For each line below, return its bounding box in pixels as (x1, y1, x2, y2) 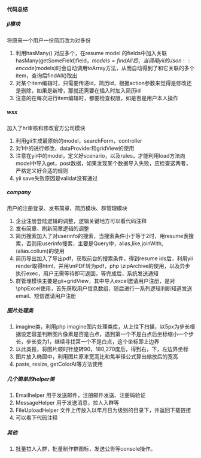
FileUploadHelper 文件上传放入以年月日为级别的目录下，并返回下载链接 (15, 406, 191, 414)
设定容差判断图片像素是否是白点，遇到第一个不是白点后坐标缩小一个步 (20, 330, 194, 338)
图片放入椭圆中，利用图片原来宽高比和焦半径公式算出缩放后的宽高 (15, 353, 178, 360)
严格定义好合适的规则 (15, 167, 68, 174)
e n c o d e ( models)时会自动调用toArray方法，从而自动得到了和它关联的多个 (15, 64, 195, 71)
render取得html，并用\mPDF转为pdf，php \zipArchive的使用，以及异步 (15, 262, 191, 269)
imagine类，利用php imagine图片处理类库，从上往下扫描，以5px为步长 (15, 323, 190, 330)
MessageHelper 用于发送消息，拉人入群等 (15, 399, 119, 406)
